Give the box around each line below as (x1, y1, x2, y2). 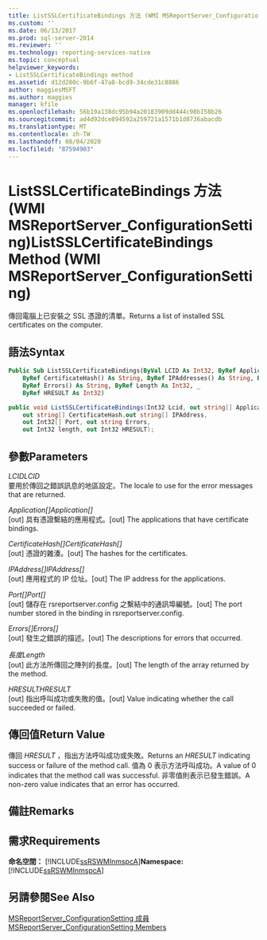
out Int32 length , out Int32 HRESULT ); (22, 425, 155, 434)
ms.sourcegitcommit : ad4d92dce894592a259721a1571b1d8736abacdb (8, 116, 222, 123)
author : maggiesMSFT (8, 85, 77, 94)
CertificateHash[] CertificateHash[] (8, 539, 122, 548)
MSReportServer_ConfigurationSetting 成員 (8, 913, 149, 922)
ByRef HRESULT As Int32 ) (22, 389, 105, 397)
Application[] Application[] (8, 505, 94, 515)
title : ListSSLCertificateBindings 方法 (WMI (8, 11, 159, 20)
